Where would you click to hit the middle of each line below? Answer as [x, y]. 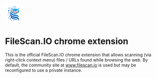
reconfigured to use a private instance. [43, 70]
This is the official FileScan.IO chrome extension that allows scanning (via [78, 55]
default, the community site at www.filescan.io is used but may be [71, 65]
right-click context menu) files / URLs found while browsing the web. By [77, 60]
